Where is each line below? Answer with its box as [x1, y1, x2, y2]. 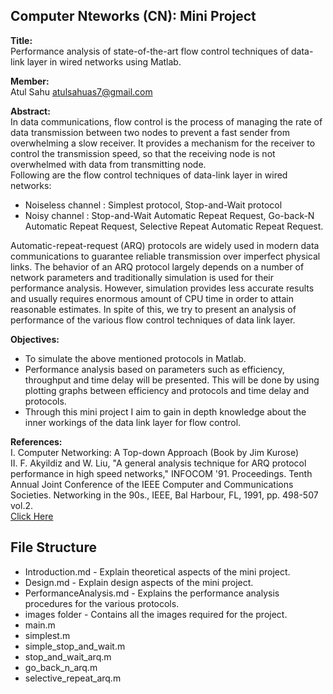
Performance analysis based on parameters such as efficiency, [24, 363, 285, 375]
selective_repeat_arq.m [24, 672, 122, 684]
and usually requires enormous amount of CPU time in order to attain [10, 292, 294, 304]
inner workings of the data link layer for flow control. [24, 416, 242, 428]
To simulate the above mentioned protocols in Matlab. [24, 352, 247, 364]
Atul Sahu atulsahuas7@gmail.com [10, 85, 153, 98]
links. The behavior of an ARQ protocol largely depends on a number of [10, 260, 305, 273]
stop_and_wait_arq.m [24, 650, 112, 663]
